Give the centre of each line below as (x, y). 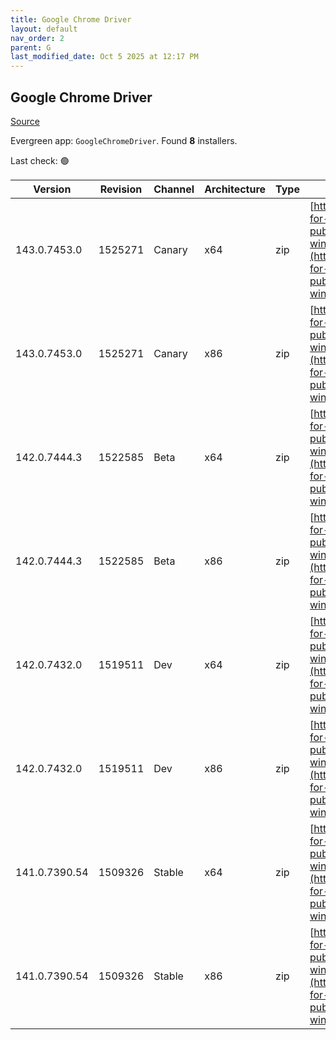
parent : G (31, 47)
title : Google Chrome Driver (71, 19)
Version (52, 189)
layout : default (44, 29)
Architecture (235, 189)
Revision (121, 189)
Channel (174, 189)
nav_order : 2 (37, 38)
